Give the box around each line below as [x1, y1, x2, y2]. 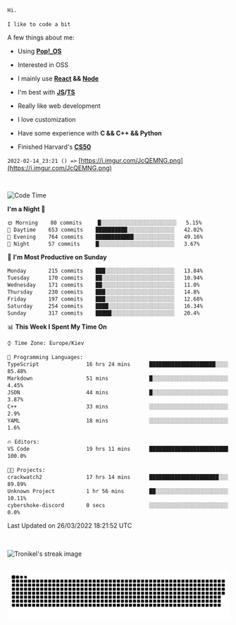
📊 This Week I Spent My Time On [7, 322, 107, 331]
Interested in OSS [17, 61, 69, 69]
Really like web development [17, 102, 101, 110]
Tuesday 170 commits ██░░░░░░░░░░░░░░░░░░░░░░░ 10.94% [7, 274, 203, 281]
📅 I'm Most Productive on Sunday [7, 253, 107, 261]
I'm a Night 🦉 [7, 205, 46, 213]
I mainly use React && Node [17, 74, 99, 83]
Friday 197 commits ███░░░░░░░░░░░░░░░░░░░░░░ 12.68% [7, 296, 203, 303]
